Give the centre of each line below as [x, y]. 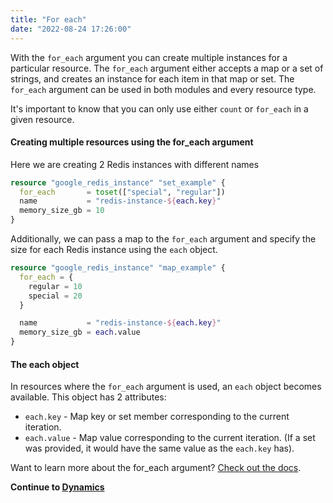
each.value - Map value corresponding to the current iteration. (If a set [170, 438]
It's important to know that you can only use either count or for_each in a [159, 108]
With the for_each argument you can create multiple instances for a [149, 57]
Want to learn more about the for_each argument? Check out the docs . [156, 468]
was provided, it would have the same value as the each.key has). [159, 448]
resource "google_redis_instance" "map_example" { [118, 268]
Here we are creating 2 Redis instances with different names [135, 164]
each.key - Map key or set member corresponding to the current [157, 417]
